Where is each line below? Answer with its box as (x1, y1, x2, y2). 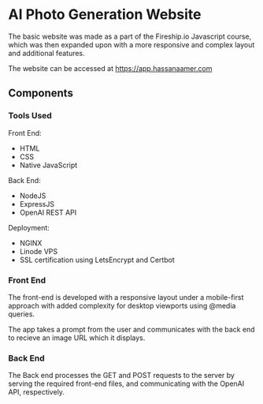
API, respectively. (8, 387, 65, 397)
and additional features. (8, 48, 85, 58)
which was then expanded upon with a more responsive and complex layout (8, 39, 255, 49)
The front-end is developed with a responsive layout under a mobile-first (8, 292, 244, 301)
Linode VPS (19, 246, 58, 256)
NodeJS (19, 191, 46, 200)
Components (8, 87, 73, 100)
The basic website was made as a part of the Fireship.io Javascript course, (8, 32, 252, 41)
